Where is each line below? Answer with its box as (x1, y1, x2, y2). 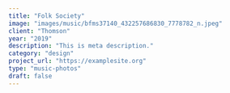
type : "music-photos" (8, 65, 82, 73)
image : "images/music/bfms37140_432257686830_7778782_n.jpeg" (8, 19, 223, 27)
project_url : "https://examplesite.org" (8, 57, 147, 66)
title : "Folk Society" (8, 11, 85, 20)
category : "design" (8, 49, 75, 57)
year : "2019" (8, 34, 53, 43)
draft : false (8, 72, 53, 80)
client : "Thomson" (8, 27, 70, 35)
